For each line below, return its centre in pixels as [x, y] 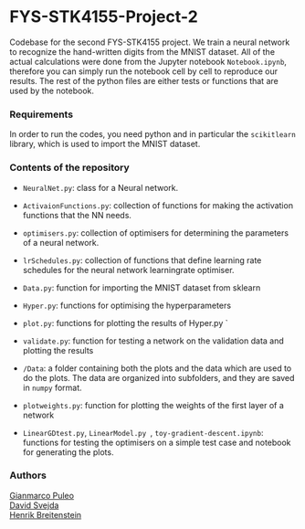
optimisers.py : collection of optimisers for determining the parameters [156, 233]
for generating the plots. [68, 452]
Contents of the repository [69, 168]
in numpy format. [52, 387]
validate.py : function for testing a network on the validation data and [153, 341]
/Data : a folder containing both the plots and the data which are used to [157, 368]
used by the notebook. [52, 90]
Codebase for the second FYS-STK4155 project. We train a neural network [150, 42]
